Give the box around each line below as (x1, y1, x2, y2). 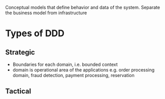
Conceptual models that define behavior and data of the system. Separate (5, 5, 160, 10)
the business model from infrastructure (5, 10, 87, 16)
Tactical (5, 87, 31, 96)
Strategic (5, 48, 36, 57)
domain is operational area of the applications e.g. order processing (12, 67, 155, 73)
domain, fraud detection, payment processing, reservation (12, 72, 135, 78)
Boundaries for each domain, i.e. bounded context (12, 61, 118, 67)
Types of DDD (5, 28, 65, 39)
